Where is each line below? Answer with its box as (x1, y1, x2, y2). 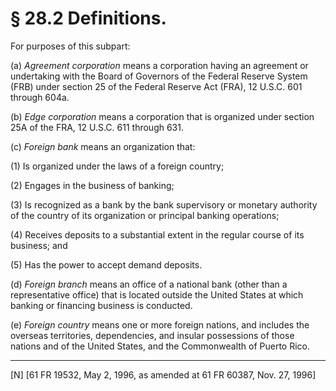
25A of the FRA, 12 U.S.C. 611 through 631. (10, 121, 184, 133)
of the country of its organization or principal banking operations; (10, 209, 280, 221)
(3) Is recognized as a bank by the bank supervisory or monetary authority (10, 198, 318, 211)
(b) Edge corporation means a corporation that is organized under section (10, 110, 315, 122)
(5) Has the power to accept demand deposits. (10, 258, 203, 271)
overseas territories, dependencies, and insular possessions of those (10, 329, 295, 341)
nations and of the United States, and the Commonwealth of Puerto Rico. (10, 340, 311, 352)
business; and (10, 239, 68, 251)
